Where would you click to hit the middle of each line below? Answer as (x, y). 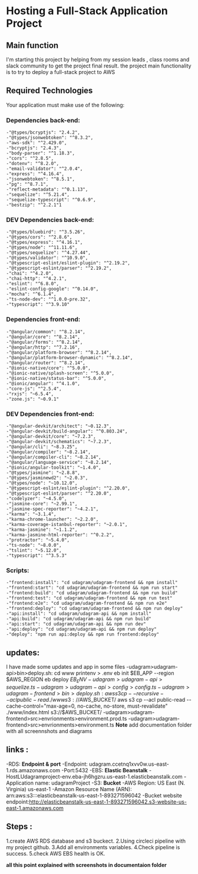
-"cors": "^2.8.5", (30, 159)
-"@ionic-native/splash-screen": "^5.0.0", (60, 373)
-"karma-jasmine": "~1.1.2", (42, 530)
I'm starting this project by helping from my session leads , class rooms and (98, 59)
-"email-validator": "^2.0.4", (44, 169)
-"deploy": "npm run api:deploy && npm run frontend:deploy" (83, 634)
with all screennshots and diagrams (49, 731)
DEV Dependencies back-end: (50, 220)
